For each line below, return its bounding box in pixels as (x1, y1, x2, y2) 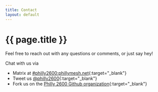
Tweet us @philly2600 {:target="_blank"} (12, 75, 97, 81)
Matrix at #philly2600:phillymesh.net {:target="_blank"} (12, 70, 127, 76)
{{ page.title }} (5, 34, 68, 45)
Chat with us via (5, 60, 39, 66)
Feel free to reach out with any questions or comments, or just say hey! (5, 51, 153, 57)
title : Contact (5, 7, 37, 13)
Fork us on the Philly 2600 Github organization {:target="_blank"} (12, 81, 147, 87)
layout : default (5, 12, 39, 17)
